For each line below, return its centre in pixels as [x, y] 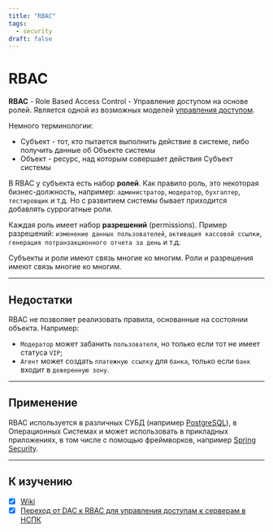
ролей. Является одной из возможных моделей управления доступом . [132, 110]
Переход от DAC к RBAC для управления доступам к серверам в [133, 510]
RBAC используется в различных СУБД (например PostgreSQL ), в [123, 422]
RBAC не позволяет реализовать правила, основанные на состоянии [128, 319]
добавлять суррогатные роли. [61, 209]
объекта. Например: [44, 328]
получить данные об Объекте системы [88, 150]
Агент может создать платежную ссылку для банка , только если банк [135, 361]
